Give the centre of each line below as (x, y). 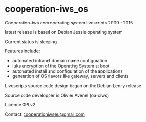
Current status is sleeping (31, 41)
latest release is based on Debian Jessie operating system (64, 32)
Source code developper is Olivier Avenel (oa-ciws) (57, 95)
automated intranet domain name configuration (60, 60)
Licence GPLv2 (20, 104)
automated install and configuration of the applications (67, 71)
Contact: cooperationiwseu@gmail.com (45, 114)
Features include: (23, 51)
